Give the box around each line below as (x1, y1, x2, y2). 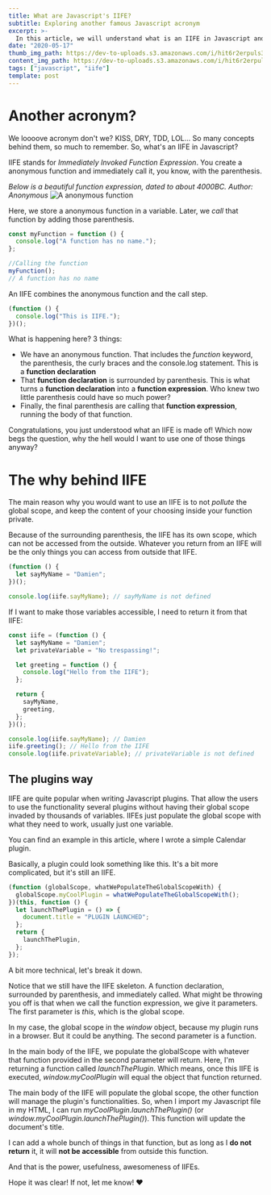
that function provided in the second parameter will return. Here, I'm (8, 1055, 236, 1064)
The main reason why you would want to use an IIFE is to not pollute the (8, 498, 248, 507)
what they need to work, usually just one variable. (8, 819, 173, 829)
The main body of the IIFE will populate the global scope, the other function (8, 1088, 260, 1097)
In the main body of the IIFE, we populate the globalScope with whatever (8, 1046, 250, 1056)
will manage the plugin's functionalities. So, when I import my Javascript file (8, 1096, 261, 1105)
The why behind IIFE (8, 471, 147, 489)
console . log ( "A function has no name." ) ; (15, 237, 157, 246)
